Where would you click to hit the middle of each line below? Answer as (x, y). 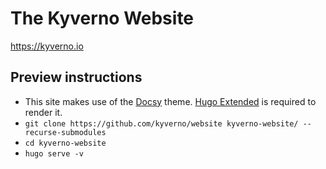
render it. (43, 112)
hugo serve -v (54, 153)
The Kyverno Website (102, 18)
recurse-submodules (65, 132)
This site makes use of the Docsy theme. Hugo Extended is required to (170, 101)
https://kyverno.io (47, 46)
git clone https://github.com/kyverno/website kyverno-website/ (161, 123)
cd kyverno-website (65, 143)
